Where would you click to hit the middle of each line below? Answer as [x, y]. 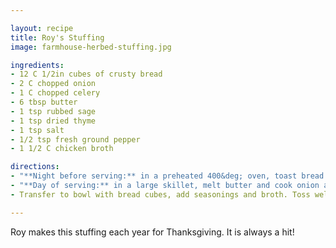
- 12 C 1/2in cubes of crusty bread [86, 74]
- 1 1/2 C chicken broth [62, 149]
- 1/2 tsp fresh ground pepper [75, 139]
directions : [35, 167]
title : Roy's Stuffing [57, 37]
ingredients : [37, 65]
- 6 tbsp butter [44, 102]
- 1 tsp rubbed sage [53, 111]
